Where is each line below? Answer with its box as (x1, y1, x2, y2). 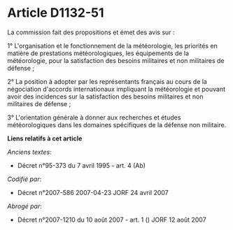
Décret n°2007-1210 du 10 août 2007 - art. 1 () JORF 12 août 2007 (17, 215, 206, 224)
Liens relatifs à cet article (7, 134, 83, 143)
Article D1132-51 (7, 5, 104, 21)
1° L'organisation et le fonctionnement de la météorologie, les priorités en (7, 41, 218, 50)
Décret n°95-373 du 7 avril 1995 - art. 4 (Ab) (17, 161, 146, 169)
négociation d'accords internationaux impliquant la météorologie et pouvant (7, 85, 226, 93)
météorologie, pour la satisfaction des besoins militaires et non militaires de (7, 56, 225, 64)
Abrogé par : (7, 201, 42, 210)
